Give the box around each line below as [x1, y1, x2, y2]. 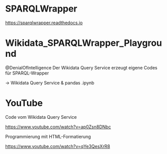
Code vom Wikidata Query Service [5, 114, 77, 120]
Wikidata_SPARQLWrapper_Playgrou [5, 37, 162, 49]
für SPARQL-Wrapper [5, 70, 49, 76]
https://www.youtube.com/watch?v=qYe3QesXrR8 [5, 143, 111, 149]
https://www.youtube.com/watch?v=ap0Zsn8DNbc [5, 124, 111, 130]
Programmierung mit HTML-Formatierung [5, 133, 92, 139]
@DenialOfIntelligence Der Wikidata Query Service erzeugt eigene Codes [5, 64, 157, 70]
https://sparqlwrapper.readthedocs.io [5, 20, 83, 26]
